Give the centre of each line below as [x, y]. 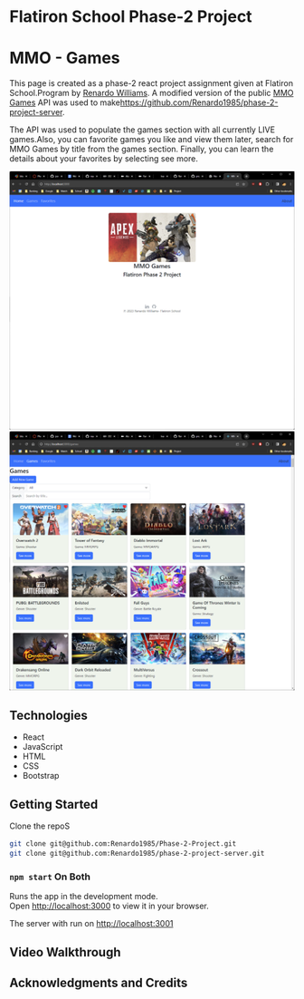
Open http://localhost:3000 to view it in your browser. [109, 906]
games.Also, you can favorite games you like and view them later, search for [152, 140]
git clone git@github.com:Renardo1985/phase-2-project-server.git [137, 854]
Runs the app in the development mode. [84, 897]
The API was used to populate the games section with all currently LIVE [142, 130]
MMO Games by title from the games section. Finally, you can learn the [142, 149]
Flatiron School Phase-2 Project [131, 17]
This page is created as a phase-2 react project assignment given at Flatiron [152, 83]
